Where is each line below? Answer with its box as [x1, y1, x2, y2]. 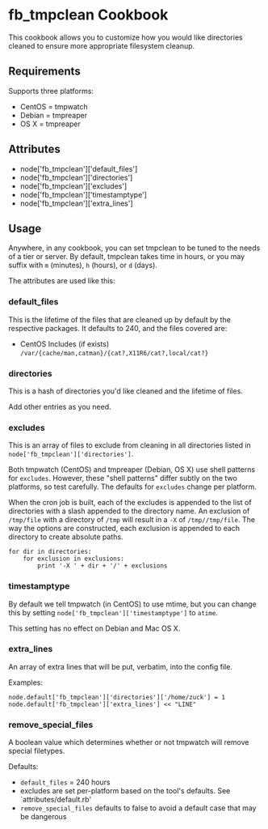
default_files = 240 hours [19, 777, 111, 787]
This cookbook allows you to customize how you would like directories [8, 32, 244, 42]
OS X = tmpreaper [19, 119, 81, 129]
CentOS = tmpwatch [19, 101, 89, 111]
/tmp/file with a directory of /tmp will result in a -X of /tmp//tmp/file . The [8, 515, 256, 525]
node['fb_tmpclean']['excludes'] [19, 181, 128, 191]
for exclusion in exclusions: [23, 555, 125, 563]
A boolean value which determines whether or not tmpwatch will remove [8, 738, 249, 747]
